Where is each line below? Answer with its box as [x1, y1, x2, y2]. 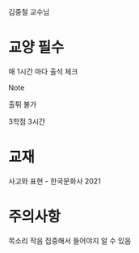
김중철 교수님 [8, 7, 50, 16]
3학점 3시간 [8, 116, 46, 126]
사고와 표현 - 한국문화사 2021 [8, 176, 101, 186]
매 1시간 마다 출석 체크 [8, 66, 78, 76]
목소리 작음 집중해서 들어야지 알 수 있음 [8, 235, 132, 245]
